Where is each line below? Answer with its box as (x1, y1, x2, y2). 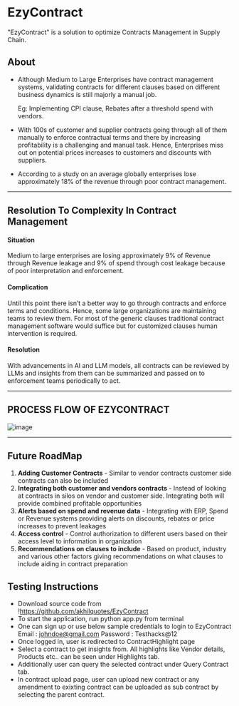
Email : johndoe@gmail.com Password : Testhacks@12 (17, 630, 178, 638)
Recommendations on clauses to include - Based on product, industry (17, 545, 227, 553)
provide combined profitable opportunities (17, 499, 142, 508)
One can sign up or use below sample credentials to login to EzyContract (17, 622, 232, 631)
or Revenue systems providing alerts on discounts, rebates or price (17, 514, 215, 523)
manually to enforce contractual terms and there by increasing (17, 133, 201, 141)
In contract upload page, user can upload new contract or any (17, 675, 200, 684)
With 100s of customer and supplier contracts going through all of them (17, 126, 228, 134)
